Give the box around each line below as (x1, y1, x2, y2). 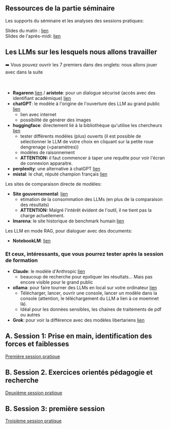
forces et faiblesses (5, 340, 70, 348)
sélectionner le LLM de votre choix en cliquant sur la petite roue (20, 138, 154, 144)
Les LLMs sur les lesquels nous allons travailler (5, 48, 157, 57)
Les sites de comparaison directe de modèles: (5, 181, 102, 187)
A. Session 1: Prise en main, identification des (5, 332, 152, 341)
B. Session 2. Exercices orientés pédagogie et (5, 368, 153, 377)
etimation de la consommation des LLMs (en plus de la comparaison (20, 196, 163, 202)
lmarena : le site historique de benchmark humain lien (12, 218, 124, 224)
